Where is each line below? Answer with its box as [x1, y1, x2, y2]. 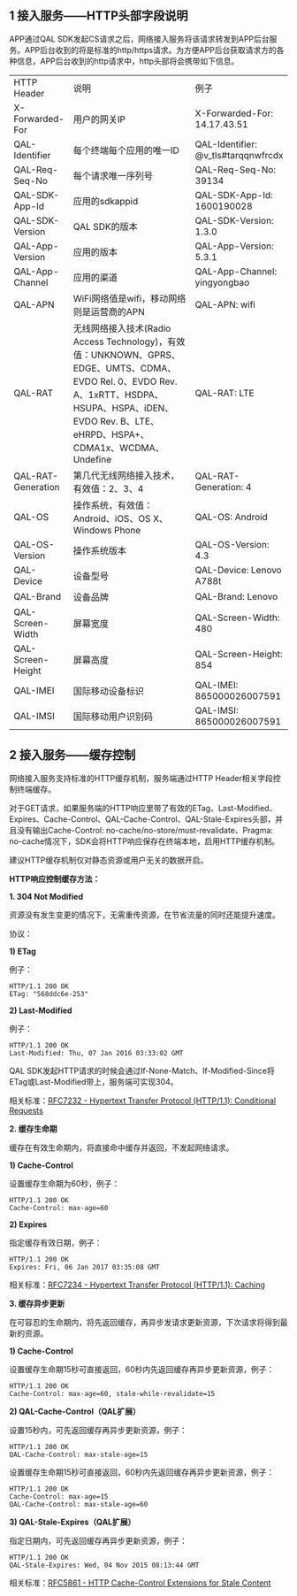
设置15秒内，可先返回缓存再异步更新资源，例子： [9, 1424, 187, 1435]
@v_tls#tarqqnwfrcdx [194, 149, 284, 161]
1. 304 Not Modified [9, 891, 84, 902]
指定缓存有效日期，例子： [9, 1237, 103, 1247]
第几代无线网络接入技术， [72, 469, 179, 481]
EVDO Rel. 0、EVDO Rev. [72, 375, 178, 387]
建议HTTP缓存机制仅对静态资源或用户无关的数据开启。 [9, 855, 209, 865]
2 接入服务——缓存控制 [9, 748, 136, 763]
